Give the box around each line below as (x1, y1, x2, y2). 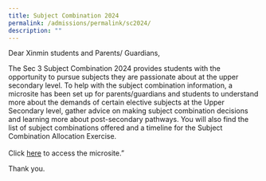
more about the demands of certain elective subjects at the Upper (8, 97, 225, 108)
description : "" (8, 26, 62, 34)
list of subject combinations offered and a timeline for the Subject (8, 123, 223, 132)
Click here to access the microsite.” (8, 148, 125, 158)
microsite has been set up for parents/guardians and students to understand (8, 89, 259, 99)
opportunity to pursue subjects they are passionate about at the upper (8, 73, 239, 82)
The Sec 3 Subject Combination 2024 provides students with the (8, 64, 221, 73)
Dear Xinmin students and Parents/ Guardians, (8, 49, 161, 58)
